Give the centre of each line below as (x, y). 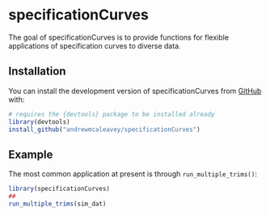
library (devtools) (39, 122)
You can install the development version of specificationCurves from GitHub (135, 91)
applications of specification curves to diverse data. (95, 45)
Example (31, 154)
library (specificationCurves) (59, 189)
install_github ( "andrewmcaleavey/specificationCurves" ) (104, 129)
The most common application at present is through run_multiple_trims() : (133, 174)
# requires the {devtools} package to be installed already (112, 114)
